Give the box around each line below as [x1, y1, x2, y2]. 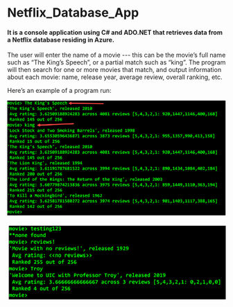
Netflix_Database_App [7, 5, 139, 21]
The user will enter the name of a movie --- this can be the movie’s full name [7, 51, 226, 60]
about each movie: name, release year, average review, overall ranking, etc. [7, 73, 223, 81]
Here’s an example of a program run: [7, 87, 112, 95]
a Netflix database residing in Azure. [7, 35, 114, 44]
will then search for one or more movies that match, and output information [7, 66, 222, 74]
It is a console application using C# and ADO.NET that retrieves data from [7, 28, 223, 36]
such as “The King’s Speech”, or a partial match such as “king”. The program [7, 58, 226, 67]
